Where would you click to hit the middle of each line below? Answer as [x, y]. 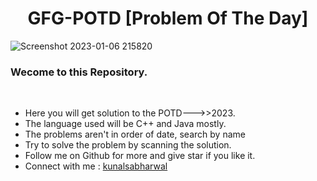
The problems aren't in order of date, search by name [135, 134]
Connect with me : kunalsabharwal [96, 166]
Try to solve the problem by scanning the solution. [128, 145]
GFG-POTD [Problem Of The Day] [168, 18]
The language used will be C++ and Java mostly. [125, 124]
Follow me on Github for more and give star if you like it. [140, 156]
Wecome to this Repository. [79, 72]
